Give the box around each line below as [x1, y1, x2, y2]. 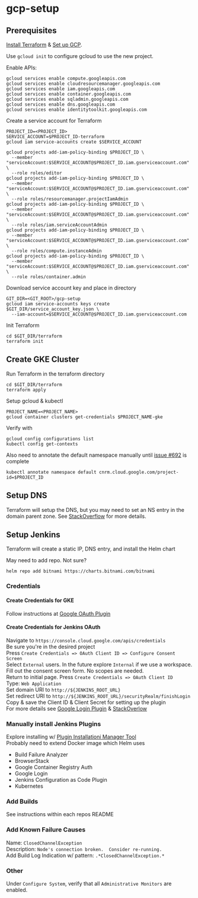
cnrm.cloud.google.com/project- [98, 469, 179, 475]
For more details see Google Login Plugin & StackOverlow [6, 705, 147, 712]
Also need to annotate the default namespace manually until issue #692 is [6, 451, 187, 458]
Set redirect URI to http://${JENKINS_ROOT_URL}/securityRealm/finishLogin [6, 692, 191, 699]
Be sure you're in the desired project [6, 643, 95, 650]
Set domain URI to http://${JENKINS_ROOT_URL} [6, 686, 121, 693]
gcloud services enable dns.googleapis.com [6, 101, 116, 107]
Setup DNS [6, 491, 47, 501]
